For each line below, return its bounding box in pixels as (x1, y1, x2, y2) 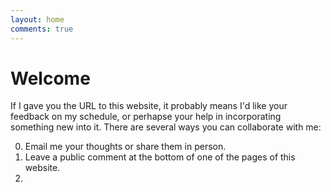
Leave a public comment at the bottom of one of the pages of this (24, 151, 296, 163)
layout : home (10, 14, 65, 25)
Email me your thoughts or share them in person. (24, 141, 227, 153)
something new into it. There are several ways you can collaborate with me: (10, 121, 322, 133)
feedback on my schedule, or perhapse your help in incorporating (10, 111, 282, 123)
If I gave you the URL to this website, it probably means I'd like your (10, 100, 288, 112)
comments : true (10, 24, 74, 34)
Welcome (10, 67, 91, 90)
